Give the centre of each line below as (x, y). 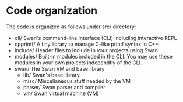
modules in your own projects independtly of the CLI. (78, 63)
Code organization (52, 11)
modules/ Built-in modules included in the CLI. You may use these (94, 56)
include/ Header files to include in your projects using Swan (86, 50)
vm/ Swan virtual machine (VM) (61, 93)
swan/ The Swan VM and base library (59, 68)
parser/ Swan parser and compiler (64, 87)
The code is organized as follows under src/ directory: (71, 27)
